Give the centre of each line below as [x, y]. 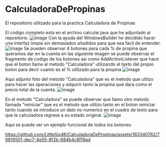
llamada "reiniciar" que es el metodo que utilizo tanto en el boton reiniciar [80, 104]
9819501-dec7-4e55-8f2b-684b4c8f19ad [48, 140]
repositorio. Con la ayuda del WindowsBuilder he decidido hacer [80, 38]
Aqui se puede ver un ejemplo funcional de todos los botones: [69, 125]
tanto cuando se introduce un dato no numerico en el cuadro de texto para [82, 110]
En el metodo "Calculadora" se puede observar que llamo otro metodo [77, 99]
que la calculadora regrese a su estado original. [54, 115]
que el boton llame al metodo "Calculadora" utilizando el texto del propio [80, 64]
